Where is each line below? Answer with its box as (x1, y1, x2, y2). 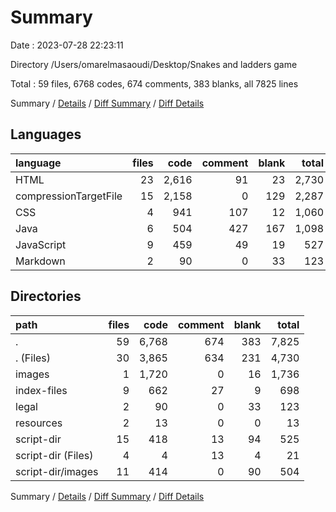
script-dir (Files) (15, 448, 94, 462)
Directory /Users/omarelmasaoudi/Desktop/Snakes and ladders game (10, 58, 298, 70)
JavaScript (15, 237, 67, 251)
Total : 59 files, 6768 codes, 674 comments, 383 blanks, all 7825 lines (10, 77, 299, 90)
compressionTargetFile (15, 189, 123, 203)
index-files (15, 383, 68, 397)
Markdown (15, 254, 66, 268)
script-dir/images (15, 464, 99, 478)
